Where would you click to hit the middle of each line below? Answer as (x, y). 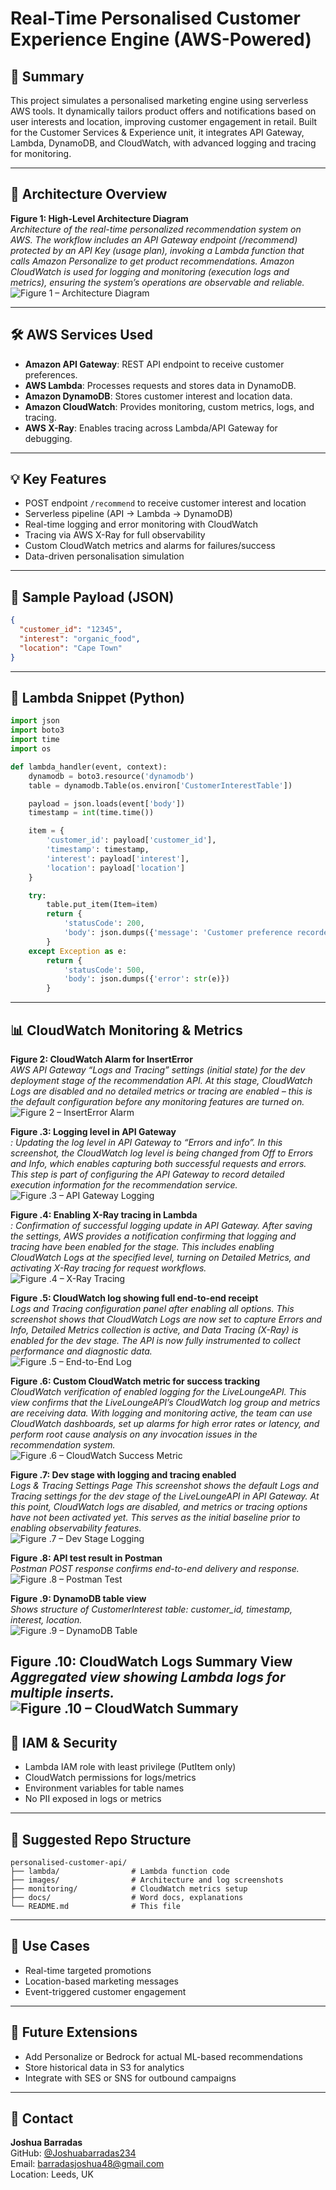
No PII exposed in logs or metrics (93, 1799)
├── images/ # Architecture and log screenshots (147, 1880)
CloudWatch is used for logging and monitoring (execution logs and (150, 271)
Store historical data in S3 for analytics (104, 2067)
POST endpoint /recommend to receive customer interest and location (165, 503)
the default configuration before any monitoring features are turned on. (157, 1101)
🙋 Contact (42, 2118)
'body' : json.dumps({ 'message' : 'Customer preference (178, 933)
